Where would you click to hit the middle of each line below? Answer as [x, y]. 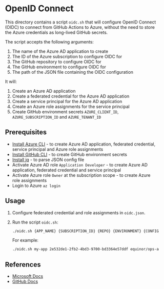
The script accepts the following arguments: [50, 41]
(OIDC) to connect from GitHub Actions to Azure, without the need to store [80, 27]
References [23, 264]
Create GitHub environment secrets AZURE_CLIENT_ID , [65, 112]
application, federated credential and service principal [66, 170]
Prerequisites [26, 132]
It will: [11, 82]
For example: [25, 240]
